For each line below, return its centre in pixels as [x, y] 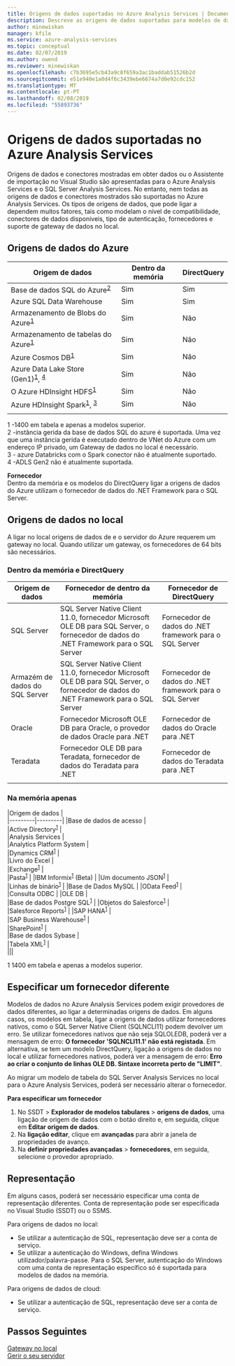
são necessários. [32, 552]
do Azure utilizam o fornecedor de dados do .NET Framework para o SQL [113, 490]
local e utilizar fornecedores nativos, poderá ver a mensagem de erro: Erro [115, 1056]
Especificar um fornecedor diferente [88, 987]
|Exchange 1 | [26, 868]
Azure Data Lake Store [48, 369]
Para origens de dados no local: [53, 1224]
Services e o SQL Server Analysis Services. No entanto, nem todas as [108, 189]
